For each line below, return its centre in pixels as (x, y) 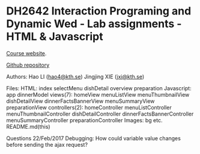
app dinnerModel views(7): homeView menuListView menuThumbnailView (98, 94)
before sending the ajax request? (47, 144)
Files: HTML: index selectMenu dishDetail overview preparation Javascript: (99, 88)
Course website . (26, 53)
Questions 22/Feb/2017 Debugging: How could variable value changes (94, 138)
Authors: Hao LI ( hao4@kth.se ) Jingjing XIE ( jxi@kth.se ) (75, 76)
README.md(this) (28, 126)
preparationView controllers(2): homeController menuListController (89, 107)
